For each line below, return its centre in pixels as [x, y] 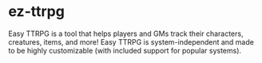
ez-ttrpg [37, 12]
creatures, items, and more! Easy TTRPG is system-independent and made [131, 41]
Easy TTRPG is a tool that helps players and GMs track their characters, [126, 33]
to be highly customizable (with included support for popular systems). [125, 50]
